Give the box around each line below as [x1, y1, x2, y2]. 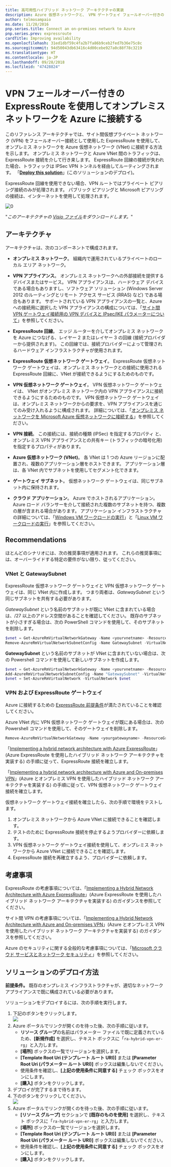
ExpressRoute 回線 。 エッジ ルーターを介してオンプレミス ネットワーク [12, 328, 164, 334]
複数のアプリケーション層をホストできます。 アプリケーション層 [30, 460, 165, 466]
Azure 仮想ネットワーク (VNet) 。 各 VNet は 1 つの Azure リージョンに [12, 454, 161, 460]
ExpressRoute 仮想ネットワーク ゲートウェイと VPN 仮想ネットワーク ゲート [5, 582, 166, 589]
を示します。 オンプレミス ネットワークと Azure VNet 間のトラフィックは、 [5, 150, 163, 157]
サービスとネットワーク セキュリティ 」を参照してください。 [15, 951, 141, 957]
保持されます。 [30, 484, 62, 490]
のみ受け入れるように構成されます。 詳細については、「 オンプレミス [17, 407, 159, 413]
